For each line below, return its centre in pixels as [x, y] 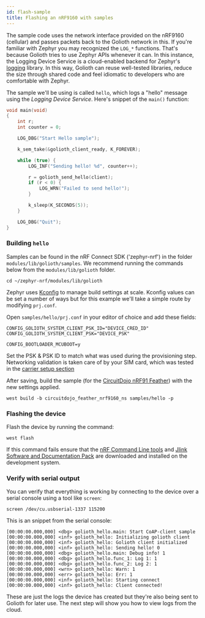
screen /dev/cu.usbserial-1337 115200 [56, 509]
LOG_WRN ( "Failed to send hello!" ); [84, 188]
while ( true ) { [37, 160]
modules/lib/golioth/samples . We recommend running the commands [95, 263]
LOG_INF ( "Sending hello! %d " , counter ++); [83, 166]
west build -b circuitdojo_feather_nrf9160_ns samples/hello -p [90, 398]
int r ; [26, 122]
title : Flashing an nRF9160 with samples [60, 18]
